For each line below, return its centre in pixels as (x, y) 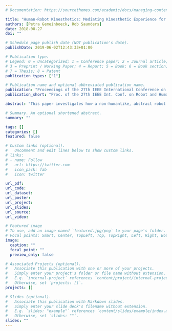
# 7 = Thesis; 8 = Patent (33, 71)
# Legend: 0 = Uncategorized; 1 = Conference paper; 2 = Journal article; (87, 61)
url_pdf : (15, 184)
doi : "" (14, 34)
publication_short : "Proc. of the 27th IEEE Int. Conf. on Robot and (81, 95)
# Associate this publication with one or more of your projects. (80, 269)
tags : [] (15, 127)
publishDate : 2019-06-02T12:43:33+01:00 (49, 48)
